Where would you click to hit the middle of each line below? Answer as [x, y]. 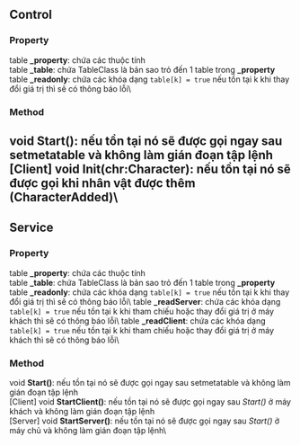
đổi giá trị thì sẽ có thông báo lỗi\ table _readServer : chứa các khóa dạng [145, 301]
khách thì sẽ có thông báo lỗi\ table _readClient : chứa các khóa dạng [138, 320]
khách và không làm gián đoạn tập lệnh [82, 411]
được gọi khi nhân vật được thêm [102, 183]
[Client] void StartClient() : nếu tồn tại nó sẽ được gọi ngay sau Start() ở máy [150, 401]
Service [31, 228]
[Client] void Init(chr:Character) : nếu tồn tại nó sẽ [150, 169]
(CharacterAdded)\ [64, 197]
